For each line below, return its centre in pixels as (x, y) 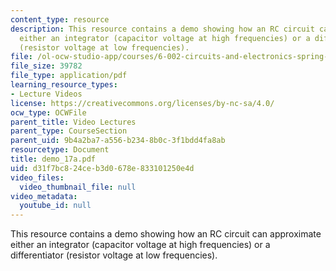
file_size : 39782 (46, 66)
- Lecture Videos (46, 94)
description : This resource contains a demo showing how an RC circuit (162, 29)
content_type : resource (60, 19)
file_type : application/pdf (69, 76)
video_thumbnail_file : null (78, 187)
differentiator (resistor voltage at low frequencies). (114, 255)
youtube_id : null (55, 206)
